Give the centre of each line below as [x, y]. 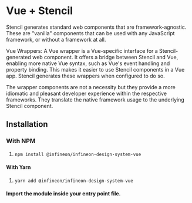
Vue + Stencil [40, 11]
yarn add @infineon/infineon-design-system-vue [74, 181]
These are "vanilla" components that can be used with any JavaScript [90, 33]
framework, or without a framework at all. [56, 39]
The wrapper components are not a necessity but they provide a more [91, 87]
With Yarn [18, 167]
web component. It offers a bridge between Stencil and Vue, [105, 57]
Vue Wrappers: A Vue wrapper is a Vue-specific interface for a [82, 50]
